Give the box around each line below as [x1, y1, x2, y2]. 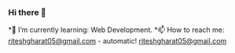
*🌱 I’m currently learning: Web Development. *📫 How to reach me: [8, 25, 225, 34]
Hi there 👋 [8, 7, 47, 18]
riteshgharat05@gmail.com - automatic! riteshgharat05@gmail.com [8, 37, 227, 46]
